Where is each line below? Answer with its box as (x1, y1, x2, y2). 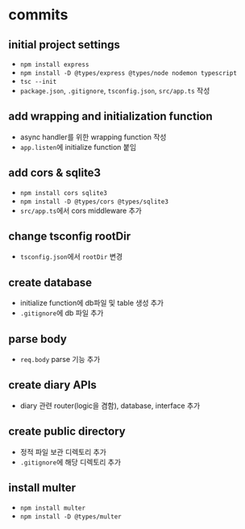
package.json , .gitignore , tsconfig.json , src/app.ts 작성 (19, 86, 210, 95)
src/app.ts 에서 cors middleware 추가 (19, 206, 143, 215)
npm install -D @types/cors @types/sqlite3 (19, 198, 169, 206)
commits (8, 6, 69, 24)
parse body (8, 332, 67, 346)
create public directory (8, 425, 127, 439)
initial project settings (8, 38, 121, 52)
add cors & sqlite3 (8, 166, 102, 180)
